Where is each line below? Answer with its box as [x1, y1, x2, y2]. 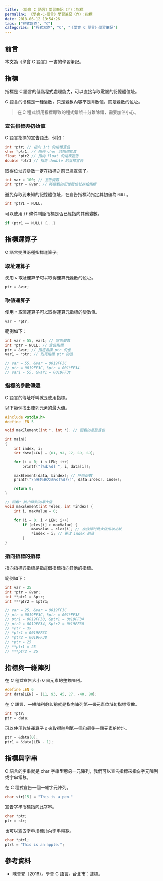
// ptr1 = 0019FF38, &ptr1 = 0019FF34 [5, 617, 84, 622]
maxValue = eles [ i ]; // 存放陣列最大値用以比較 [31, 527, 122, 532]
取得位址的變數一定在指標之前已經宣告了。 [5, 168, 91, 174]
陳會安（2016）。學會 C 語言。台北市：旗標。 [12, 871, 103, 877]
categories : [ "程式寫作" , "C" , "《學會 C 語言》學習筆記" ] [5, 25, 118, 30]
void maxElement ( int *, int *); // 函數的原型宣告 [5, 428, 105, 433]
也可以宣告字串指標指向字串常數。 [5, 828, 74, 833]
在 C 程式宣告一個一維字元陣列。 [5, 785, 71, 791]
